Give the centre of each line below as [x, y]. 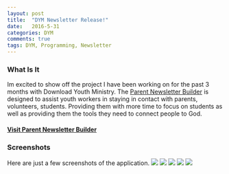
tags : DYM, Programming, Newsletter [59, 45]
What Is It [23, 69]
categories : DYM [30, 33]
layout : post [26, 13]
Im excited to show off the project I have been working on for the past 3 [108, 85]
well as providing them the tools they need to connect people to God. [105, 113]
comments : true [29, 39]
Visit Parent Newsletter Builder [52, 129]
